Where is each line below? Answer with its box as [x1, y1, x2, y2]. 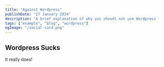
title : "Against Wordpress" [5, 7, 62, 12]
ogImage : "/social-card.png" [5, 25, 64, 30]
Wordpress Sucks [5, 44, 61, 52]
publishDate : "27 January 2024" [5, 12, 71, 17]
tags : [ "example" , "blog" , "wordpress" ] [5, 21, 89, 26]
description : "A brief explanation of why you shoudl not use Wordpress [5, 16, 156, 21]
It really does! [5, 56, 33, 62]
